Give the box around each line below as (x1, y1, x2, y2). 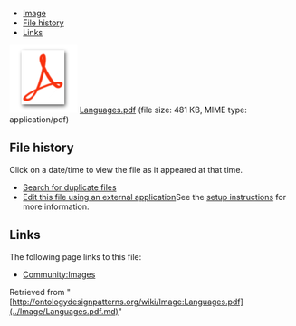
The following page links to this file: (9, 251, 142, 262)
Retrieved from (9, 286, 65, 297)
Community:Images (22, 269, 96, 280)
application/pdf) (9, 114, 70, 125)
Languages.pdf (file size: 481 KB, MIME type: (79, 104, 247, 115)
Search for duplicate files (22, 181, 117, 193)
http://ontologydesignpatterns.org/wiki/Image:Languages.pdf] (12, 296, 244, 307)
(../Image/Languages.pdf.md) (9, 305, 119, 316)
